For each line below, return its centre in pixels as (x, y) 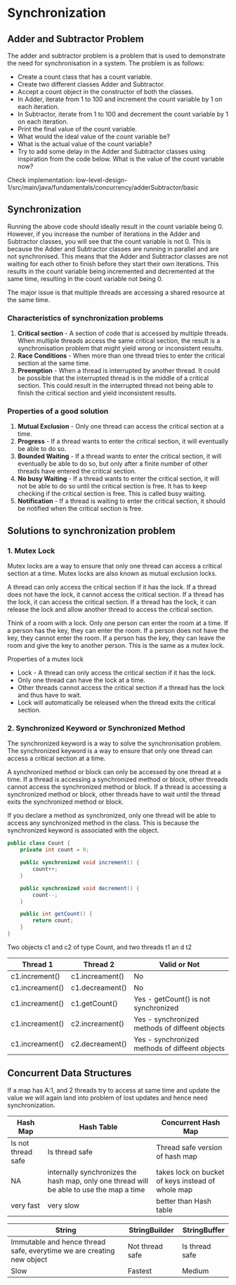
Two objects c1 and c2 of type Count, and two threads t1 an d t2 (99, 947)
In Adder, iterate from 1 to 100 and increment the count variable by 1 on (120, 99)
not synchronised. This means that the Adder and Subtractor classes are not (118, 256)
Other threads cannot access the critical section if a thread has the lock (121, 688)
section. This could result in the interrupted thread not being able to (115, 386)
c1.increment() (35, 976)
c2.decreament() (99, 1043)
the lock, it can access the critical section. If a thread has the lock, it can (112, 602)
